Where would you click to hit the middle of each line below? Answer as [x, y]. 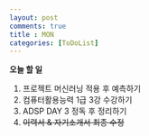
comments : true [38, 26]
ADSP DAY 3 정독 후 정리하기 [74, 111]
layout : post [34, 18]
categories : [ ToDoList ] [54, 43]
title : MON [32, 34]
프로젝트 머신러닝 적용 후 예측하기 [82, 89]
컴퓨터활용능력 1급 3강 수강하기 [77, 100]
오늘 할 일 [26, 69]
